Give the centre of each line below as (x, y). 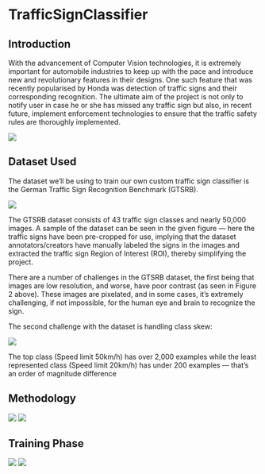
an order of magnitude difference (63, 373)
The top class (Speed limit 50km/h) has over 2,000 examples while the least (132, 356)
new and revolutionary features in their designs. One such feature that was (130, 80)
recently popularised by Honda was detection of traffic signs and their (123, 88)
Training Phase (46, 443)
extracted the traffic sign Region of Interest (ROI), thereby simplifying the (127, 253)
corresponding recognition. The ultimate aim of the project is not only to (126, 96)
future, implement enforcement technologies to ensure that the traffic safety (133, 114)
